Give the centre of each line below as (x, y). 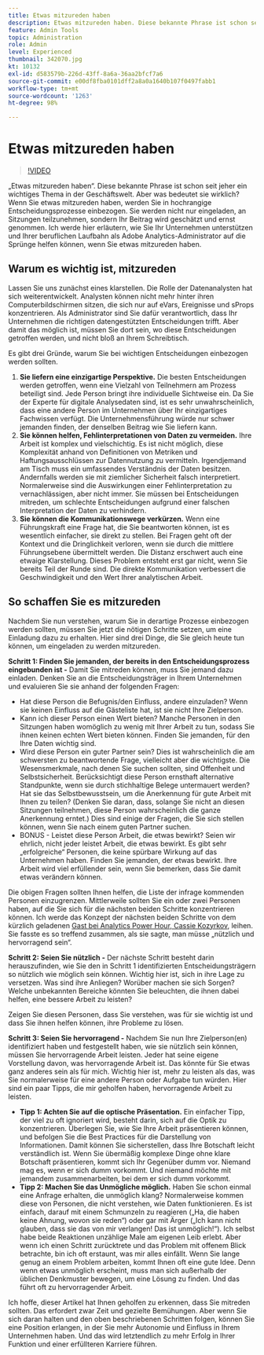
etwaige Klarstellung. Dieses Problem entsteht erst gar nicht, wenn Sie (133, 560)
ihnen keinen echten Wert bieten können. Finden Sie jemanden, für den (134, 735)
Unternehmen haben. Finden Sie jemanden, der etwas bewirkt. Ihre (128, 860)
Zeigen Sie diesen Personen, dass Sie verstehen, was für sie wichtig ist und (130, 1014)
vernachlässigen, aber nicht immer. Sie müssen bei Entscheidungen (129, 494)
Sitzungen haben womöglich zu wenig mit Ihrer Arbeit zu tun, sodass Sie (137, 726)
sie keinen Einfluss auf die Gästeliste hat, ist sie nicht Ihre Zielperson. (131, 710)
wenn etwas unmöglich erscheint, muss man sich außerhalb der (123, 1270)
